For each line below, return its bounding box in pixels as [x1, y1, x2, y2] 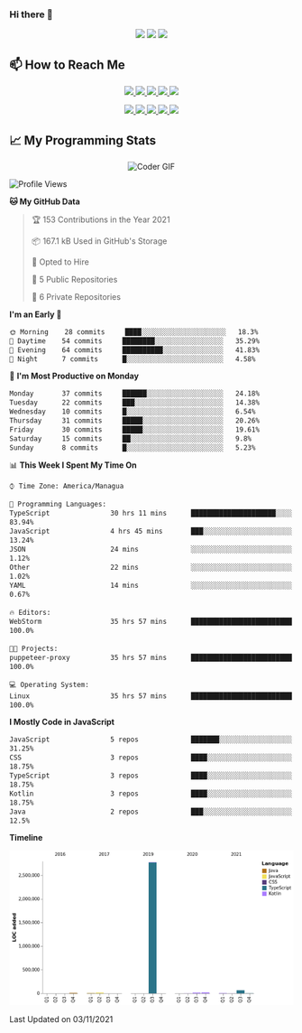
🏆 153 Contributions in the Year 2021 [31, 214, 170, 225]
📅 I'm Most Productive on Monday [9, 370, 140, 381]
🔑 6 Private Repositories [31, 291, 122, 302]
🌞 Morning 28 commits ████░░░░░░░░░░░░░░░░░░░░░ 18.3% [9, 327, 259, 337]
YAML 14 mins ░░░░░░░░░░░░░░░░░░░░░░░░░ [9, 581, 293, 590]
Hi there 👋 [9, 8, 54, 21]
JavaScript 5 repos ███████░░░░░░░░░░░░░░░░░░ [9, 735, 293, 744]
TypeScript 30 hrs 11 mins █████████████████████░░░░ [9, 508, 293, 517]
